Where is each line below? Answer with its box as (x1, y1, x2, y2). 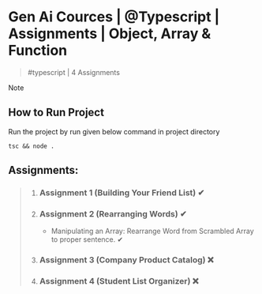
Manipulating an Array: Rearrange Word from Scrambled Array (51, 226, 254, 236)
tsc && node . (8, 142, 55, 150)
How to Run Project (8, 106, 105, 119)
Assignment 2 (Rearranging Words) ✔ (39, 208, 187, 219)
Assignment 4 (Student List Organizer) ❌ (39, 276, 199, 287)
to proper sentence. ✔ (51, 235, 124, 244)
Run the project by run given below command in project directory (8, 126, 220, 136)
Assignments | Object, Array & (8, 24, 211, 43)
